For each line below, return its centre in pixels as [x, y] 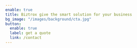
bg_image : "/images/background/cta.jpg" [49, 19]
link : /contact [26, 38]
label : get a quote [30, 33]
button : [13, 24]
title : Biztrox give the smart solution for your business [69, 14]
